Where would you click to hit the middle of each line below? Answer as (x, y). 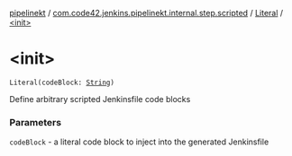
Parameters (35, 122)
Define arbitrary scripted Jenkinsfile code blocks (100, 99)
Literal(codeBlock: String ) (62, 82)
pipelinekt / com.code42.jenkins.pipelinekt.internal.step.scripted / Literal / (146, 13)
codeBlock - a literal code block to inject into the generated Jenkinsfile (139, 142)
